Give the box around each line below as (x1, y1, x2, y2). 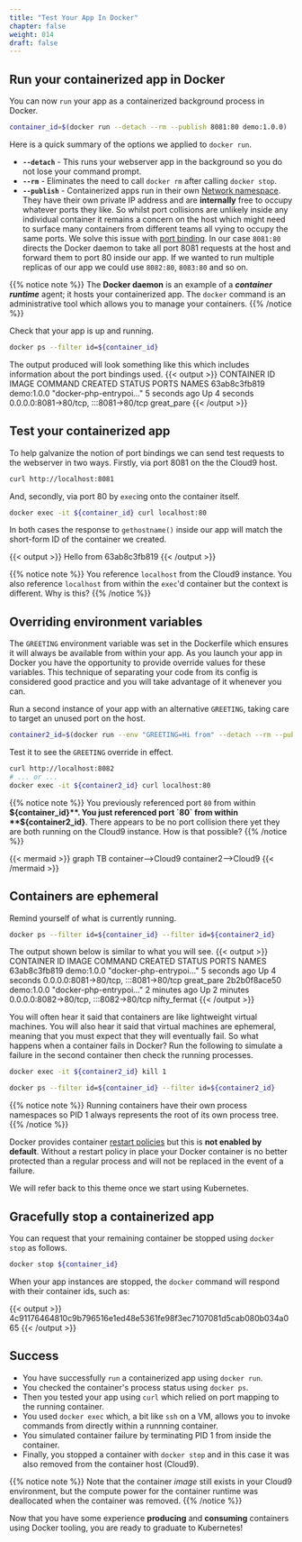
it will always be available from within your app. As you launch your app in (9, 648, 283, 659)
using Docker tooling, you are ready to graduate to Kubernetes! (9, 1522, 244, 1533)
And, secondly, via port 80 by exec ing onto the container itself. (9, 490, 241, 501)
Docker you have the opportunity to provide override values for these (9, 657, 266, 668)
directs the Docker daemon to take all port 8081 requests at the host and (22, 242, 291, 253)
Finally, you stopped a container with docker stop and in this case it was (22, 1448, 290, 1460)
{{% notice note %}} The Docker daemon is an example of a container (9, 278, 272, 289)
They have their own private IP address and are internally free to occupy (22, 195, 293, 205)
